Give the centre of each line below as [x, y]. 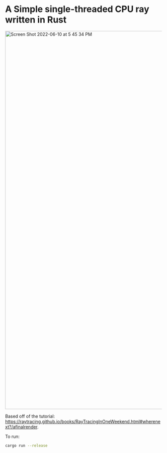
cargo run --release [27, 446]
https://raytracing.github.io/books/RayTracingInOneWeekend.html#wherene [83, 421]
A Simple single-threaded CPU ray [77, 9]
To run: [12, 436]
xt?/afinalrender [21, 427]
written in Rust [36, 20]
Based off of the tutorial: [30, 416]
